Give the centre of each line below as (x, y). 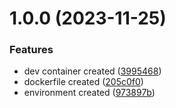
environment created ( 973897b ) (89, 93)
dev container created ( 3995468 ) (92, 71)
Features (31, 50)
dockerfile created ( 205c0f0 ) (83, 82)
